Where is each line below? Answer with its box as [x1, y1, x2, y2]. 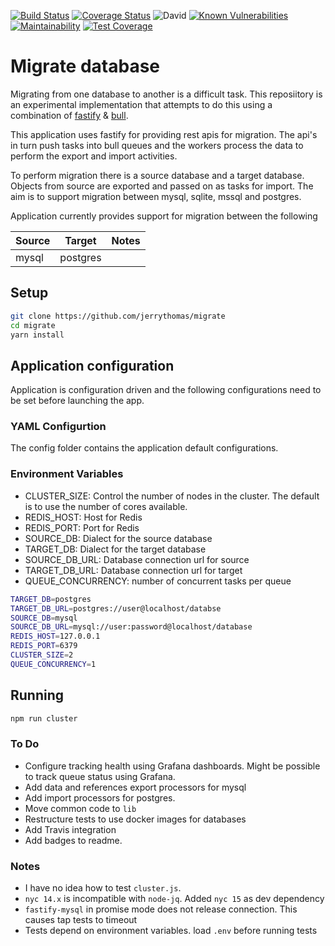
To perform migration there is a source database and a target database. [10, 169, 305, 181]
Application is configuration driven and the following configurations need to [10, 384, 322, 396]
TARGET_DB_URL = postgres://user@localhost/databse [10, 603, 222, 614]
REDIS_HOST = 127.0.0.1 [10, 631, 101, 642]
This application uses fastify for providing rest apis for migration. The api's [10, 128, 318, 140]
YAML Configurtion [10, 420, 107, 434]
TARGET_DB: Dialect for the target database [24, 543, 207, 555]
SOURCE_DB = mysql [10, 613, 78, 623]
